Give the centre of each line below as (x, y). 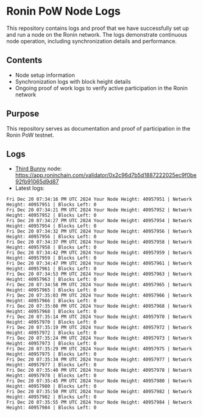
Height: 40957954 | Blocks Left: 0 (52, 226)
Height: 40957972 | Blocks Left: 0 (52, 333)
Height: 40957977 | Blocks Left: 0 (52, 365)
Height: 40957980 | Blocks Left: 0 (52, 386)
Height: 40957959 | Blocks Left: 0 (52, 258)
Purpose (23, 114)
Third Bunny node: (38, 169)
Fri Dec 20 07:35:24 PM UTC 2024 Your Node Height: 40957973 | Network (99, 338)
